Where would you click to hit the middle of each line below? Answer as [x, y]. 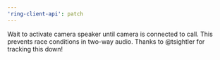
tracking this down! [35, 49]
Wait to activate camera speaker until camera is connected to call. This [110, 34]
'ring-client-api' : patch [45, 14]
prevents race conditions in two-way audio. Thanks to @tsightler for [106, 41]
